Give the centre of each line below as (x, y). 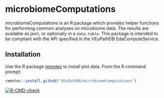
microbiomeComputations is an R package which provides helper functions (82, 23)
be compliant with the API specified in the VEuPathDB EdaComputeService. (82, 39)
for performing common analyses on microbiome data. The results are (77, 28)
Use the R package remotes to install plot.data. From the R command (76, 66)
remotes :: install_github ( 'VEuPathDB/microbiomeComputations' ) (71, 81)
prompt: (13, 72)
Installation (23, 54)
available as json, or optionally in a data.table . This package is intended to (82, 33)
